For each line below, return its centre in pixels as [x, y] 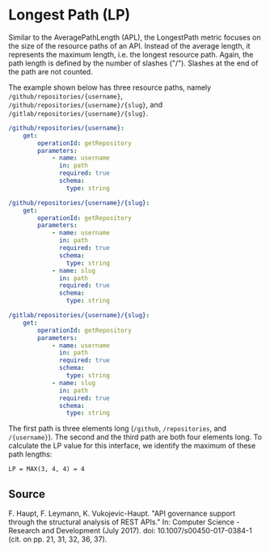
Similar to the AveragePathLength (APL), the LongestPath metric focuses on [135, 37]
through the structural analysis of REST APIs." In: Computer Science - [124, 522]
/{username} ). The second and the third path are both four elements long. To [135, 437]
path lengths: [30, 454]
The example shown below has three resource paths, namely [110, 87]
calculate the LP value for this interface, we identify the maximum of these [132, 446]
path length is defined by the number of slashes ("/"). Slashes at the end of [133, 63]
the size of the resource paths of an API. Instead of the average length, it [129, 45]
